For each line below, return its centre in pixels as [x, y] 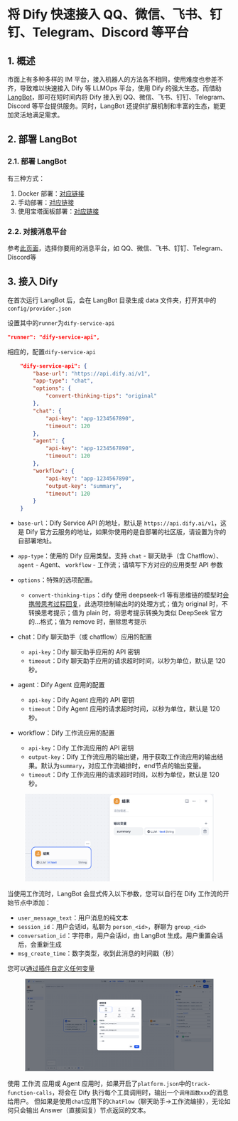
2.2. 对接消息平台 [37, 231]
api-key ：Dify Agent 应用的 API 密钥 [81, 700]
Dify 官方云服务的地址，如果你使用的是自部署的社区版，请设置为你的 [126, 532]
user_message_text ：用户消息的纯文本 [73, 918]
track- [201, 1084]
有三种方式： [26, 178]
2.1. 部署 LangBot [37, 161]
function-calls [30, 1093]
